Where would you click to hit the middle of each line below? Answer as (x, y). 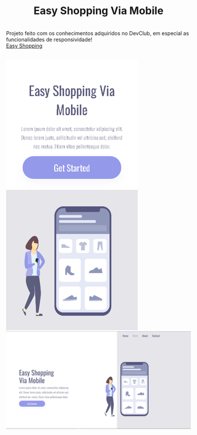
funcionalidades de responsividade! (49, 39)
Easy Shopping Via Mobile (98, 11)
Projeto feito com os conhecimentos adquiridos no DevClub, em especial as (98, 33)
